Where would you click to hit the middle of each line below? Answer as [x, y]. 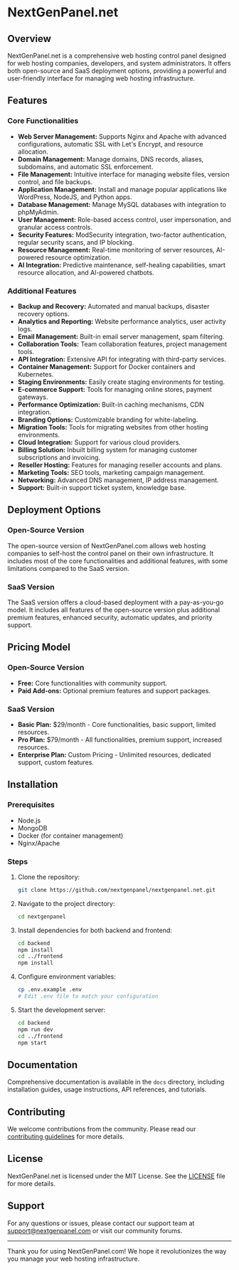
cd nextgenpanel [42, 917]
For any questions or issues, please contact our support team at [101, 1223]
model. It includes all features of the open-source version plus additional [114, 609]
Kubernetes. [36, 374]
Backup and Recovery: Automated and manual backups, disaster [113, 306]
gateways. [33, 397]
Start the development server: [62, 1010]
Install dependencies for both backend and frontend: [95, 930]
